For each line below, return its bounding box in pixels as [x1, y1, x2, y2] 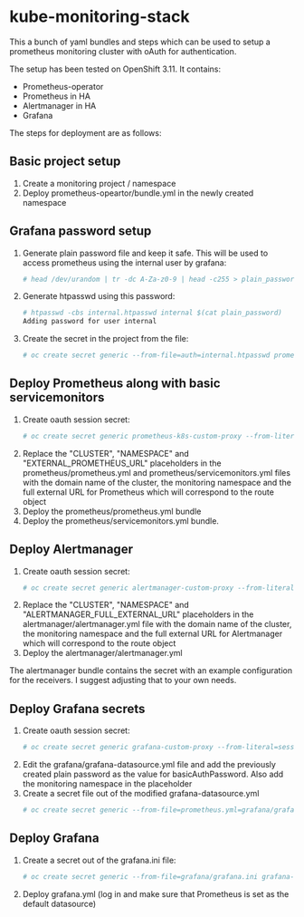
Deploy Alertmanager [9, 542, 134, 557]
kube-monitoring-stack [9, 6, 190, 27]
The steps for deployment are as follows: [9, 127, 162, 138]
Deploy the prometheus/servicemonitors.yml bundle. [22, 515, 220, 526]
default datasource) [22, 898, 97, 909]
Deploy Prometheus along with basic [9, 376, 221, 391]
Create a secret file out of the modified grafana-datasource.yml [22, 788, 260, 799]
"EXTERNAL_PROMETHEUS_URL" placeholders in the [22, 458, 222, 468]
